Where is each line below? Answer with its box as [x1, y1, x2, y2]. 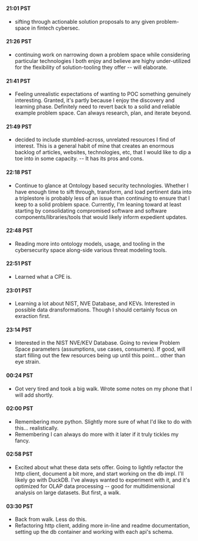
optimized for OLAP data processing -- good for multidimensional [14, 483, 175, 490]
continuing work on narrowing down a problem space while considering [14, 51, 190, 58]
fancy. [14, 437, 30, 444]
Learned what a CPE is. [14, 273, 72, 281]
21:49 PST [6, 123, 32, 130]
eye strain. [14, 358, 41, 365]
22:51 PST [6, 260, 31, 267]
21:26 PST [6, 38, 32, 45]
